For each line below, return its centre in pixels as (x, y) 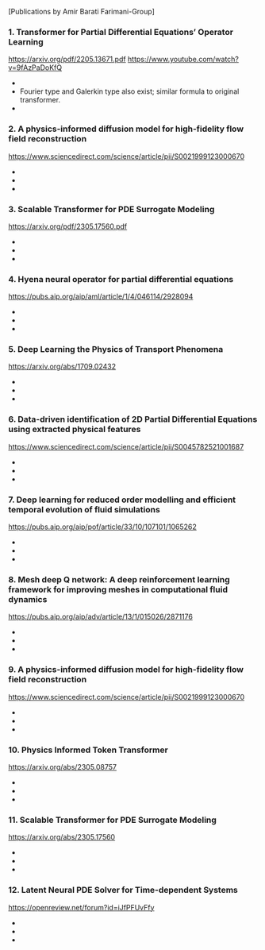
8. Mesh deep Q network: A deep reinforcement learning (119, 579)
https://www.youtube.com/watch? (183, 60)
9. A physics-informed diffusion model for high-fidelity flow (126, 670)
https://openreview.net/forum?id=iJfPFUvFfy (81, 907)
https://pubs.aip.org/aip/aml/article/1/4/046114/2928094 (101, 296)
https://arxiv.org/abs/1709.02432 (62, 367)
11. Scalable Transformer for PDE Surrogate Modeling (112, 820)
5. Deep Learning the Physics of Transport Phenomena (116, 349)
